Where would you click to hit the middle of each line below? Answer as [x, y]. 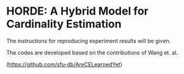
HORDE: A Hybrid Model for [77, 11]
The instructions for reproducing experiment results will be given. [89, 41]
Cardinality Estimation [64, 24]
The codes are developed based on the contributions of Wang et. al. [92, 52]
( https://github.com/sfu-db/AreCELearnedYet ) [64, 64]
